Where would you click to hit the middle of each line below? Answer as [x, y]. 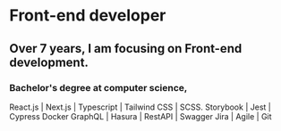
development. [49, 62]
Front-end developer [88, 16]
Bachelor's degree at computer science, [98, 87]
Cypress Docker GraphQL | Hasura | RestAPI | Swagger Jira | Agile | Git [140, 116]
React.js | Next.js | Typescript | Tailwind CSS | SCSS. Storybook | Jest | [140, 107]
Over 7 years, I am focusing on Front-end [126, 49]
